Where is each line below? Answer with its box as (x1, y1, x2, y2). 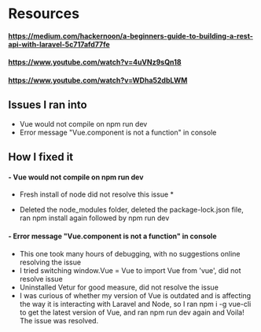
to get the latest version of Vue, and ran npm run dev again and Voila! (19, 308, 245, 317)
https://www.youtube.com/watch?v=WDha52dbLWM (8, 76, 188, 85)
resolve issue (19, 274, 63, 283)
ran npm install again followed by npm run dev (19, 213, 170, 223)
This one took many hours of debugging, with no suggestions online (19, 249, 241, 258)
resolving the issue (19, 257, 81, 267)
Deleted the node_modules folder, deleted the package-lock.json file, (19, 205, 244, 215)
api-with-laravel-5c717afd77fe (8, 39, 110, 49)
